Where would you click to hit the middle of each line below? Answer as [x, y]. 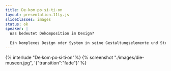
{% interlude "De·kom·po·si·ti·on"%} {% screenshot [59, 57]
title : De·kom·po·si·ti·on [34, 10]
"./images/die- [129, 57]
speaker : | [17, 29]
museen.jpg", [19, 63]
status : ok [17, 24]
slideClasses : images [28, 19]
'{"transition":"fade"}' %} [60, 63]
